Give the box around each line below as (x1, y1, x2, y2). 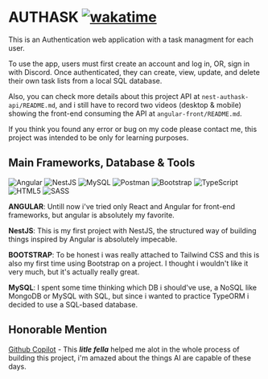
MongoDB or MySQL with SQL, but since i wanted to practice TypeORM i (8, 290, 249, 301)
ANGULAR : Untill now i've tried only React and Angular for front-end (8, 201, 236, 211)
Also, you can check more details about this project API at (8, 91, 200, 101)
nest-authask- (201, 93, 249, 101)
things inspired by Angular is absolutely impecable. (8, 234, 178, 244)
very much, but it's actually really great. (8, 266, 140, 277)
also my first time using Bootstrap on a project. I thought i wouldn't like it (8, 258, 249, 268)
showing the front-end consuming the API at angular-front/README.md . (8, 109, 243, 118)
